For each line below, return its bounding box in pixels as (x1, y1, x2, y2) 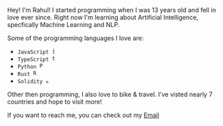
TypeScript (17, 56, 49, 63)
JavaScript (17, 48, 49, 55)
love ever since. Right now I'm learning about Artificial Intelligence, (7, 13, 199, 21)
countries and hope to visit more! (7, 98, 102, 106)
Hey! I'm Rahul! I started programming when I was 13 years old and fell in (7, 6, 216, 14)
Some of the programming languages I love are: (7, 34, 144, 42)
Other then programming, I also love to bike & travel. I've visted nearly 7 (7, 90, 213, 98)
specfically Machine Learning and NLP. (7, 21, 120, 28)
